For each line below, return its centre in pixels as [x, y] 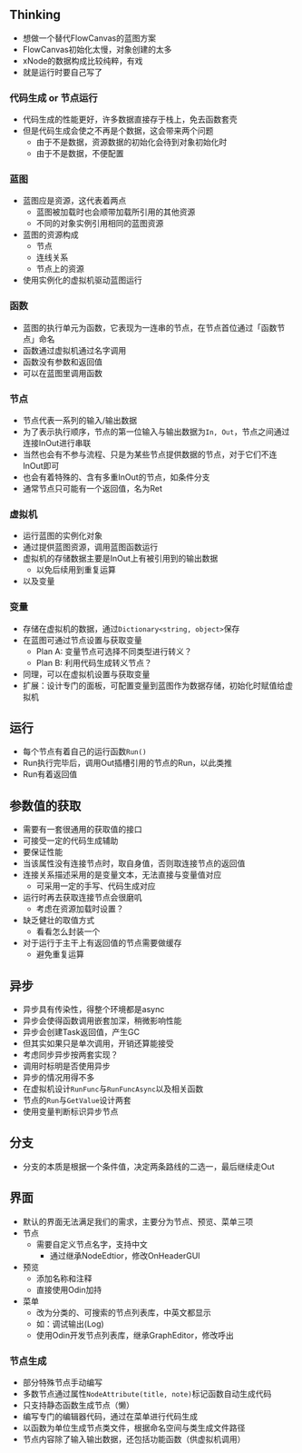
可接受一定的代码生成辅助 [70, 841]
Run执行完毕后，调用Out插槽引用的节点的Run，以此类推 [127, 763]
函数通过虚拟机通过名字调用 [74, 350]
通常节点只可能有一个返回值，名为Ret [93, 488]
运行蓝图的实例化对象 [62, 536]
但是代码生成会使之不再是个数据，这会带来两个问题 [118, 131]
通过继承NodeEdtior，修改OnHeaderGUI [125, 1255]
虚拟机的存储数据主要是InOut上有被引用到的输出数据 [120, 559]
